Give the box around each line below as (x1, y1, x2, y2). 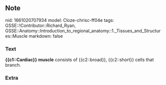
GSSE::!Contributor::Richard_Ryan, (5, 22, 76, 28)
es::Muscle (5, 33, 28, 39)
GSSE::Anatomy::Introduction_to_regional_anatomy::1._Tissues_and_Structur (5, 27, 161, 34)
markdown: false (28, 33, 63, 39)
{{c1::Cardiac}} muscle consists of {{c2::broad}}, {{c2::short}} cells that (5, 57, 154, 63)
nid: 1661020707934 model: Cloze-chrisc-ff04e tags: (5, 17, 115, 23)
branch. (5, 62, 21, 68)
